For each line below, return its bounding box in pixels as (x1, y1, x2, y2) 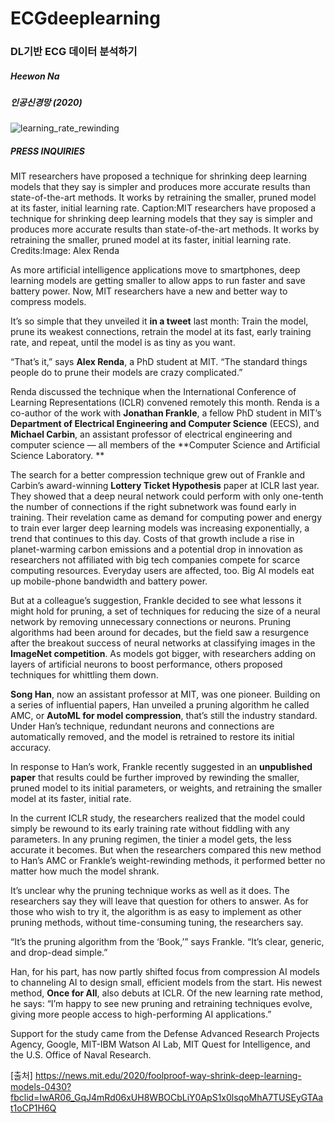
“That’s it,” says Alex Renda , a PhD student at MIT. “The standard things (10, 356, 308, 368)
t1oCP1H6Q (10, 1102, 57, 1114)
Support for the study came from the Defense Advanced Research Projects (10, 1028, 320, 1040)
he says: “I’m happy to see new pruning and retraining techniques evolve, (10, 998, 313, 1010)
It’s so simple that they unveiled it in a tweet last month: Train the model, (10, 315, 309, 327)
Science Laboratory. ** (10, 450, 105, 462)
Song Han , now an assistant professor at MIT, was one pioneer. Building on (10, 688, 321, 701)
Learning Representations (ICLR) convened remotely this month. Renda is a (10, 397, 320, 409)
